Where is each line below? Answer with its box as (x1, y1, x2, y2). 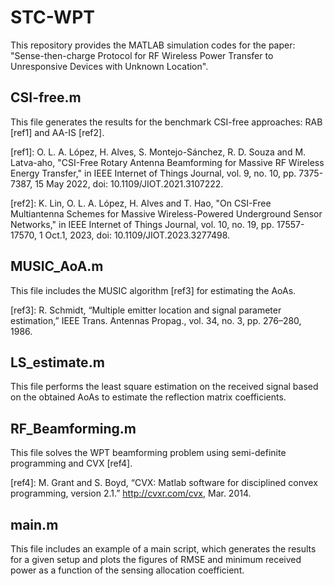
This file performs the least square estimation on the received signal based (10, 381, 319, 393)
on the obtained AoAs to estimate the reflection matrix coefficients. (10, 391, 287, 403)
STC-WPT (10, 6, 95, 29)
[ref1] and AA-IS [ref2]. (10, 126, 105, 138)
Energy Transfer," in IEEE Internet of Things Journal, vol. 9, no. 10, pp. (10, 167, 297, 179)
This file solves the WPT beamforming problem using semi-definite (10, 447, 287, 459)
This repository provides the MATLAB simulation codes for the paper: (10, 39, 296, 51)
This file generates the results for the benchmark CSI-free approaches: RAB (10, 116, 323, 128)
